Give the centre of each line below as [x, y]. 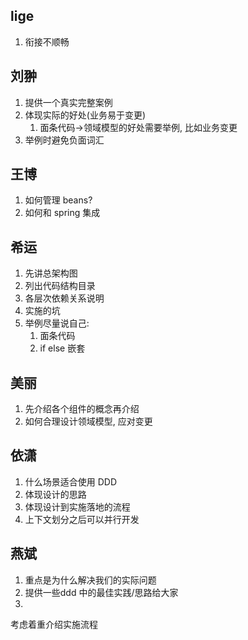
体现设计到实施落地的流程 [77, 506]
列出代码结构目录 [60, 286]
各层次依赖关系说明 [64, 298]
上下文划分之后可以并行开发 [82, 519]
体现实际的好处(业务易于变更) [85, 115]
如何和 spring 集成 [62, 213]
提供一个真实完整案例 [68, 102]
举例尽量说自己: [57, 323]
